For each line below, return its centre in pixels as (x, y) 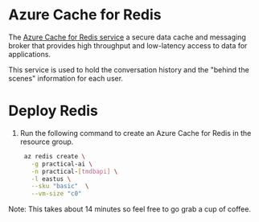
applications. (29, 54)
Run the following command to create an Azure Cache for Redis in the (136, 133)
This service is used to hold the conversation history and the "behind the (129, 69)
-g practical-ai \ (62, 164)
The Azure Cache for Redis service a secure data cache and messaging (127, 37)
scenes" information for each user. (66, 78)
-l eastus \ (51, 179)
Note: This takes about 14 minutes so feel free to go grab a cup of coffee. (130, 209)
